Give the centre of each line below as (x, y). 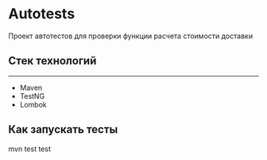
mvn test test (30, 149)
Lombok (33, 104)
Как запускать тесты (63, 129)
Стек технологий (52, 61)
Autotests (42, 14)
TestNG (32, 96)
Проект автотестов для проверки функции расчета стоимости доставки (130, 36)
